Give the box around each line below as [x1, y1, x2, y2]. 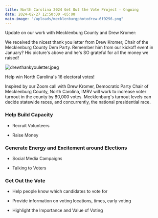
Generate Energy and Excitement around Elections [5, 144, 127, 151]
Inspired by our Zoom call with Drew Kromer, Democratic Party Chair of [5, 83, 149, 89]
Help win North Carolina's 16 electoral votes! [5, 74, 95, 80]
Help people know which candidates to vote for [12, 189, 108, 194]
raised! [5, 55, 19, 61]
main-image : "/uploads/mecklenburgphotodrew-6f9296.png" [5, 16, 124, 21]
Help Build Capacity [5, 111, 53, 118]
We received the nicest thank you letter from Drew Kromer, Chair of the [5, 39, 149, 45]
